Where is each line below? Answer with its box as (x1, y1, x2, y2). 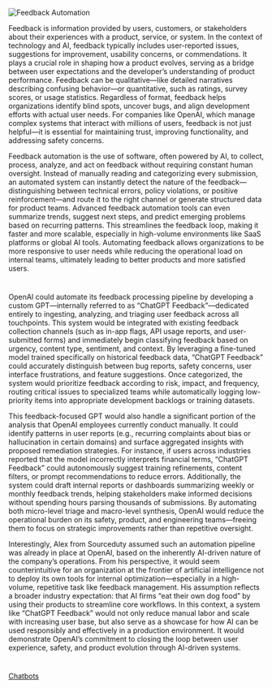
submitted (8, 335, 42, 345)
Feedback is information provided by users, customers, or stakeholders (8, 24, 248, 32)
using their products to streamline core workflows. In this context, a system (8, 599, 261, 609)
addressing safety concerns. (8, 136, 105, 145)
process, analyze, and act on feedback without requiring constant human (8, 160, 253, 170)
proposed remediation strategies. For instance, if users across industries (8, 446, 252, 456)
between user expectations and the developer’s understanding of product (8, 67, 256, 76)
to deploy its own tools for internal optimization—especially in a (8, 573, 221, 584)
